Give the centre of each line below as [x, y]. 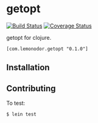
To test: [16, 103]
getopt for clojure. [29, 37]
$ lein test [21, 114]
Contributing [31, 88]
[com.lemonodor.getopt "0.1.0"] [47, 49]
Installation [28, 68]
